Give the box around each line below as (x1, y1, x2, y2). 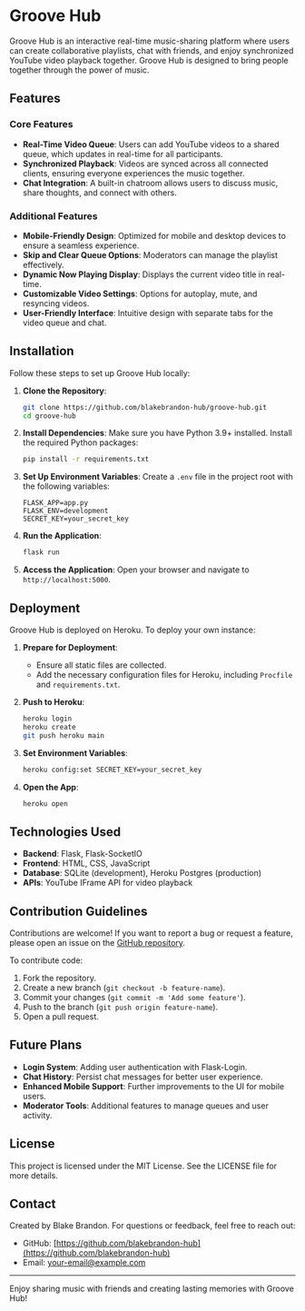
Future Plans (9, 1038, 83, 1053)
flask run (22, 548, 61, 557)
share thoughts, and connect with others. (22, 187, 177, 198)
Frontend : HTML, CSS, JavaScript (22, 858, 151, 869)
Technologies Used (9, 824, 121, 839)
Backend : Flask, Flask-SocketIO (22, 849, 143, 859)
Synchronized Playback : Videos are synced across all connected (22, 158, 269, 169)
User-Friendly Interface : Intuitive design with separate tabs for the (22, 307, 274, 318)
